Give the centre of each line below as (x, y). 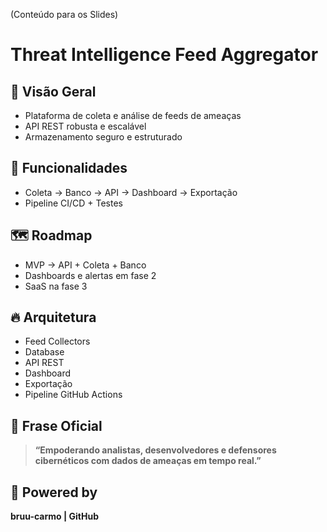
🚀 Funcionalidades (69, 168)
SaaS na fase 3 (56, 286)
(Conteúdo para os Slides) (64, 14)
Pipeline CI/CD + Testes (74, 203)
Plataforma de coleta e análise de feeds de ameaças (133, 115)
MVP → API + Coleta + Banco (85, 265)
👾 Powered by (54, 492)
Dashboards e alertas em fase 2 (90, 275)
